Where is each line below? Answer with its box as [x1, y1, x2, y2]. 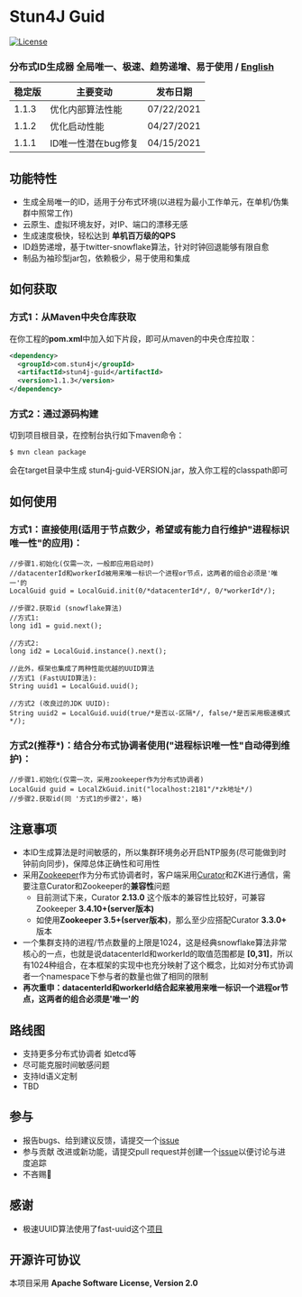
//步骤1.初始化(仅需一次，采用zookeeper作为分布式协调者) [9, 776, 205, 785]
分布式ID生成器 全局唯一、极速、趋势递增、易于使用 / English [9, 60, 275, 73]
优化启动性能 [50, 120, 105, 133]
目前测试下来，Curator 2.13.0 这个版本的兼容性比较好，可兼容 [35, 892, 266, 903]
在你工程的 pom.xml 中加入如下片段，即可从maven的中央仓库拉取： [9, 333, 258, 344]
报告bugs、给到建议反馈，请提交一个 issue [22, 1135, 180, 1145]
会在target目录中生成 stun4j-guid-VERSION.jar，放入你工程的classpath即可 [9, 465, 288, 475]
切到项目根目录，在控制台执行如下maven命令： [9, 430, 185, 441]
